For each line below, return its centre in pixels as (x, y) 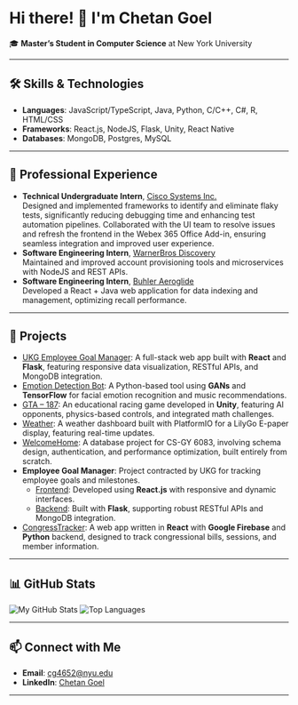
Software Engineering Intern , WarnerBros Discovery (118, 252)
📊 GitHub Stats (52, 584)
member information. (60, 547)
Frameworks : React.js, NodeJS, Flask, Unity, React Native (128, 129)
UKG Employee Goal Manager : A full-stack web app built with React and (154, 357)
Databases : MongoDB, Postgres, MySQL (97, 138)
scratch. (37, 461)
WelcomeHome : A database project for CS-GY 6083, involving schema (152, 443)
